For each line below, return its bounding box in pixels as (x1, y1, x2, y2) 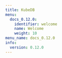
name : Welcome (14, 26, 44, 31)
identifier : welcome (14, 21, 57, 27)
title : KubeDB (5, 7, 35, 13)
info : (5, 40, 17, 45)
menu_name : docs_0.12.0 (5, 36, 55, 41)
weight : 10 (14, 31, 37, 36)
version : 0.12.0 (10, 45, 44, 50)
